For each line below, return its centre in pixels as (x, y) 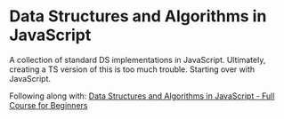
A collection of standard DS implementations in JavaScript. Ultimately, (138, 59)
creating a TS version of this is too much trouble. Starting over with (132, 69)
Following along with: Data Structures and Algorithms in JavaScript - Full (142, 96)
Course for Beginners (49, 105)
